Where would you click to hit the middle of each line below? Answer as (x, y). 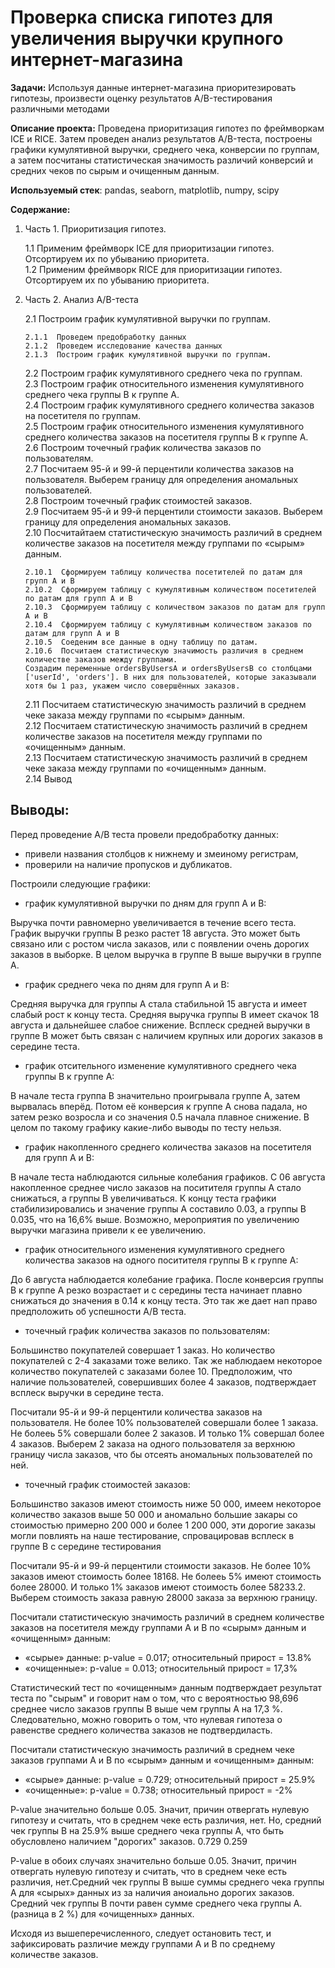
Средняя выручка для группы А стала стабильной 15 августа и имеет (159, 1003)
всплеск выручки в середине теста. (87, 1392)
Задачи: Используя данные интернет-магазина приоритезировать (153, 87)
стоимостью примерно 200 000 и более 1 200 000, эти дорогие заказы (163, 1525)
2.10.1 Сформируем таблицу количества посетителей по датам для (163, 572)
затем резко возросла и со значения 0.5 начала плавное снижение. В (160, 1117)
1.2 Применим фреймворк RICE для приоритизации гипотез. (153, 269)
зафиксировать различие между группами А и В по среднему (143, 1943)
